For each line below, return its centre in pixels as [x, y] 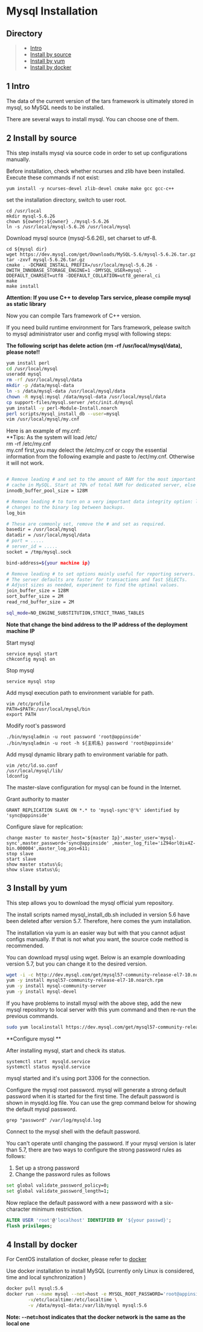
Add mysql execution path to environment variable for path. [80, 692]
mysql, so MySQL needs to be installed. [56, 107]
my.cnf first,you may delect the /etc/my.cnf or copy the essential [87, 450]
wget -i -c [20, 975]
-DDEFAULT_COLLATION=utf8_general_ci [113, 276]
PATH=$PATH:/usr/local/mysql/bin [48, 709]
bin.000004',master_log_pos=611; [48, 848]
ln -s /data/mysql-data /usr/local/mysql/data [66, 391]
